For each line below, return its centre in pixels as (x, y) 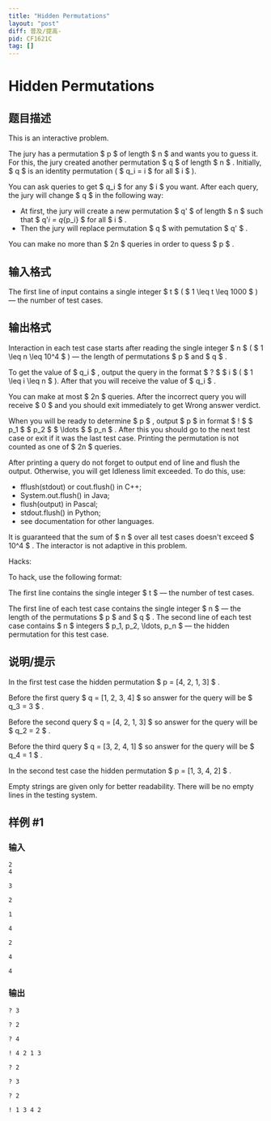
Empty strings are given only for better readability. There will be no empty (131, 786)
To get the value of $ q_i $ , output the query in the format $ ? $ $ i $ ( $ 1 (131, 372)
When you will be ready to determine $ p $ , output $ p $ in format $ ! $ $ (131, 421)
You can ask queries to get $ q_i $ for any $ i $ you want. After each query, (133, 187)
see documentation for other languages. (87, 521)
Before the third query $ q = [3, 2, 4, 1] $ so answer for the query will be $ (131, 746)
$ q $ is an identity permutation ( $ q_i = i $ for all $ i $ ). (102, 171)
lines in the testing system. (53, 795)
